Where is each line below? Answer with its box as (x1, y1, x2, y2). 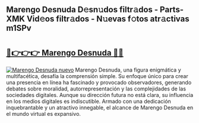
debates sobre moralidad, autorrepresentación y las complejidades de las (6, 85, 186, 92)
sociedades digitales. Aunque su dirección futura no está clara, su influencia (6, 92, 194, 98)
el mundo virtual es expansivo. (6, 111, 81, 117)
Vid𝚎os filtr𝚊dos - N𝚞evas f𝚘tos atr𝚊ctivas (26, 14, 189, 24)
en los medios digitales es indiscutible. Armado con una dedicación (6, 98, 171, 105)
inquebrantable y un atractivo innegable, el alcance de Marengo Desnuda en (6, 104, 194, 111)
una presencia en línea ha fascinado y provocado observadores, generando (6, 79, 192, 86)
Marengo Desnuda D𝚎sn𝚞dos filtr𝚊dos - (6, 5, 159, 15)
